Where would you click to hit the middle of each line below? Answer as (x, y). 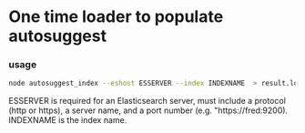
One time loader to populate (116, 17)
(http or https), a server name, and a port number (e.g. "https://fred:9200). (148, 110)
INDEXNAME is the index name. (68, 120)
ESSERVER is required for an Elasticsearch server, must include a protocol (147, 101)
